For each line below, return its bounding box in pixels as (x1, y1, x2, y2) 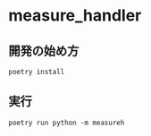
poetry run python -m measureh (8, 118, 125, 127)
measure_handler (8, 5, 142, 26)
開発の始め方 (8, 43, 80, 58)
